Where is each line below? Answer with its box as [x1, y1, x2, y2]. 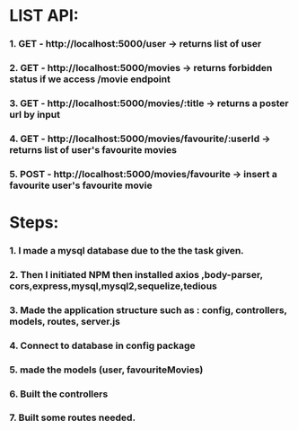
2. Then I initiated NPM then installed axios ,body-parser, [9, 268, 263, 281]
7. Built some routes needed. [9, 411, 136, 424]
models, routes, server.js [9, 315, 121, 327]
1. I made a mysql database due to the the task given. [9, 244, 244, 256]
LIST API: [9, 5, 79, 26]
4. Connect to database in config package [9, 339, 196, 352]
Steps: [9, 212, 59, 232]
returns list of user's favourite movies [9, 143, 178, 156]
